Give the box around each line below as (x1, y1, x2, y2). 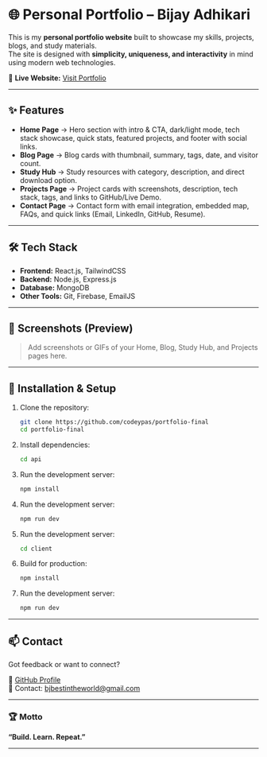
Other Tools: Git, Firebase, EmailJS (19, 291, 136, 301)
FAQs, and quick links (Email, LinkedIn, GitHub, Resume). (19, 209, 206, 219)
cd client (19, 545, 53, 553)
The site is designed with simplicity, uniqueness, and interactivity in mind (8, 49, 254, 59)
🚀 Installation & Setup (8, 382, 117, 395)
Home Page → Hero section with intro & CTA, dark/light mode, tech (19, 125, 240, 134)
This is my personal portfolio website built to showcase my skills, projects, (8, 32, 254, 41)
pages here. (27, 351, 68, 361)
